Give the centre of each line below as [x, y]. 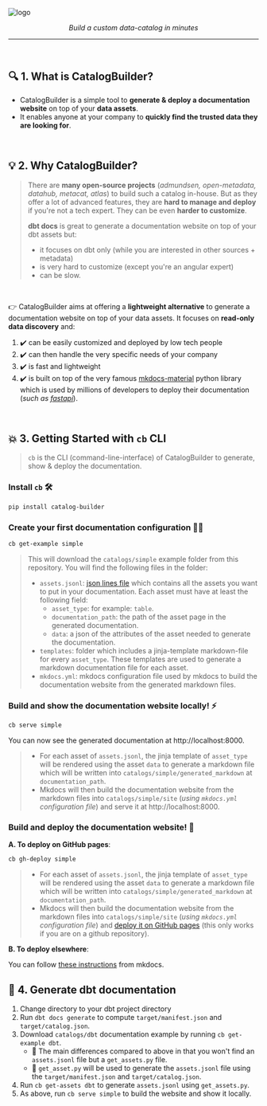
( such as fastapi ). [48, 398]
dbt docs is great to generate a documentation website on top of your [142, 226]
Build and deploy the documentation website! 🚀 [101, 827]
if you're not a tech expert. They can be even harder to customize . [137, 210]
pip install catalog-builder [56, 507]
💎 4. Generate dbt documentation [92, 989]
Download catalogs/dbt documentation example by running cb [122, 1034]
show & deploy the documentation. [85, 466]
